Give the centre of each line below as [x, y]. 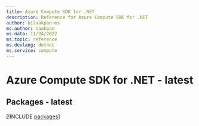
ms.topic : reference [32, 39]
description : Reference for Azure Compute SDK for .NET [77, 17]
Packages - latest [39, 102]
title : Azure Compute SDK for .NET [50, 12]
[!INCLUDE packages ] [33, 116]
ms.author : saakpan [30, 28]
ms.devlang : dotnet [30, 45]
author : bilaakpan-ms [33, 23]
